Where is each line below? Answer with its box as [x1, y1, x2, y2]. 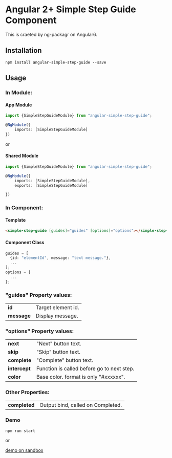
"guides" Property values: [5, 291, 72, 298]
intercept [8, 365, 31, 372]
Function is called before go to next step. [36, 365, 135, 372]
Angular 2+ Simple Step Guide [5, 4, 137, 15]
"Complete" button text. [36, 357, 94, 364]
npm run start [5, 428, 36, 433]
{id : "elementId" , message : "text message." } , [10, 255, 111, 260]
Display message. [35, 312, 78, 319]
